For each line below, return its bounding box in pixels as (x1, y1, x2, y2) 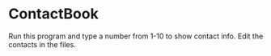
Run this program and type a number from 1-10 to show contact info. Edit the (8, 31, 264, 41)
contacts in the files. (8, 39, 77, 49)
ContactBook (8, 5, 99, 23)
